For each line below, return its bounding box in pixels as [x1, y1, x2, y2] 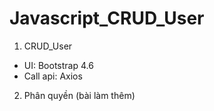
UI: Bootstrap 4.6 [23, 59, 94, 71]
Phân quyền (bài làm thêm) [23, 89, 136, 101]
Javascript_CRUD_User [9, 7, 205, 30]
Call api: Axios [23, 70, 83, 82]
